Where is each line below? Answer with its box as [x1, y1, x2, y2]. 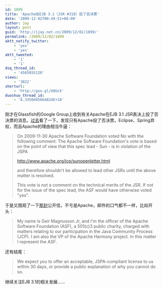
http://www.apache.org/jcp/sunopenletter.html [17, 158, 110, 164]
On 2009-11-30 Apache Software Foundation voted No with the [17, 133, 144, 139]
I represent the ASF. [17, 239, 57, 245]
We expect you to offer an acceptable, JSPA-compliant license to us [17, 258, 154, 265]
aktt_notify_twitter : [5, 39, 49, 44]
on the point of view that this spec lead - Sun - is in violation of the [17, 144, 151, 150]
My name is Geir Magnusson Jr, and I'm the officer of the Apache [17, 218, 148, 224]
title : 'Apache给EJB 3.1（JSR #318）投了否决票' [5, 12, 100, 17]
